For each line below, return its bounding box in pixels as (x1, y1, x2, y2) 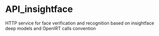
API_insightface (5, 3, 73, 15)
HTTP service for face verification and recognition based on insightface (5, 20, 154, 26)
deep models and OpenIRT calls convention (5, 25, 96, 31)
